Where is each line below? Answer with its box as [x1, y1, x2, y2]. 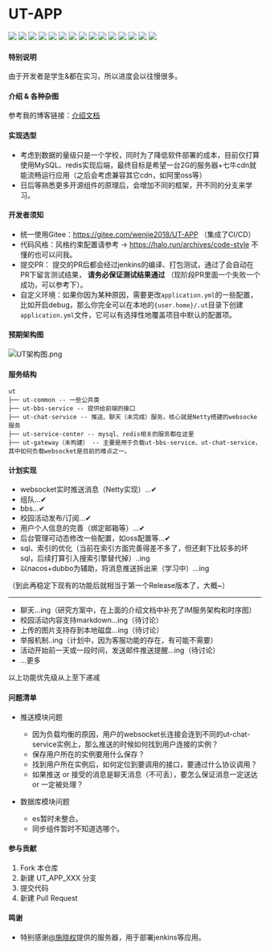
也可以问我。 [34, 249, 77, 259]
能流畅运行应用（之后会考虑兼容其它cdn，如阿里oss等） [19, 170, 207, 179]
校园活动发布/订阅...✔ [19, 513, 92, 523]
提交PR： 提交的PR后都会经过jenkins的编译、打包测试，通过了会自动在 [19, 259, 255, 269]
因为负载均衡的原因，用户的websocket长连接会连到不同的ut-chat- [31, 729, 251, 738]
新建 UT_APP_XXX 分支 [19, 873, 97, 882]
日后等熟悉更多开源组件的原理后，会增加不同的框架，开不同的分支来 [19, 180, 246, 190]
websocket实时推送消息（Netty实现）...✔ [19, 484, 157, 495]
